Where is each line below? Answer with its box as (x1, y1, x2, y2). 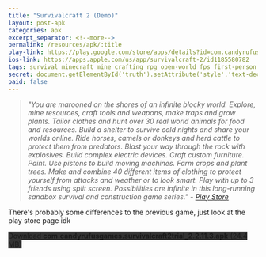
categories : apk (8, 26, 62, 34)
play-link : (8, 48, 44, 56)
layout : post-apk (8, 19, 66, 27)
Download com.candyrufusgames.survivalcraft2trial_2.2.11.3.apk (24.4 (8, 231, 248, 240)
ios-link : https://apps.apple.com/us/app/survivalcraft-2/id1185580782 (8, 56, 249, 64)
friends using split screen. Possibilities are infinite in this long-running (27, 183, 256, 193)
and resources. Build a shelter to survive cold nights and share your (27, 124, 249, 134)
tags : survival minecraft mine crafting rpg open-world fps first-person (8, 63, 257, 71)
